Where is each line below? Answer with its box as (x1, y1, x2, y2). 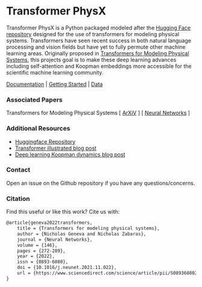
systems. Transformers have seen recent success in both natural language (6, 37, 191, 44)
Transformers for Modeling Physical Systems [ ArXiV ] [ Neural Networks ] (6, 110, 191, 117)
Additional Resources (6, 125, 70, 133)
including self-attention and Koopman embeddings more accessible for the (6, 62, 192, 70)
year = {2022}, (17, 253, 55, 259)
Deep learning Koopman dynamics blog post (14, 150, 126, 158)
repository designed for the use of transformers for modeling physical (6, 30, 179, 37)
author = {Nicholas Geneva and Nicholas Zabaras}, (17, 230, 147, 237)
